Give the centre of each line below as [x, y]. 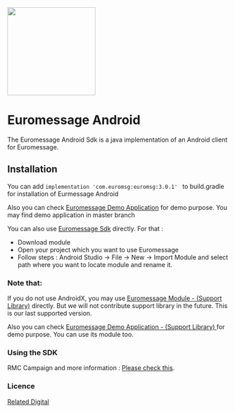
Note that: [25, 283]
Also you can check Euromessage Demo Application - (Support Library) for [116, 327]
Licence [21, 386]
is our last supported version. [50, 314]
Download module [44, 242]
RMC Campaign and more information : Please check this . [91, 368]
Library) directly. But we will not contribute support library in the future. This [118, 306]
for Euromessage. [33, 147]
